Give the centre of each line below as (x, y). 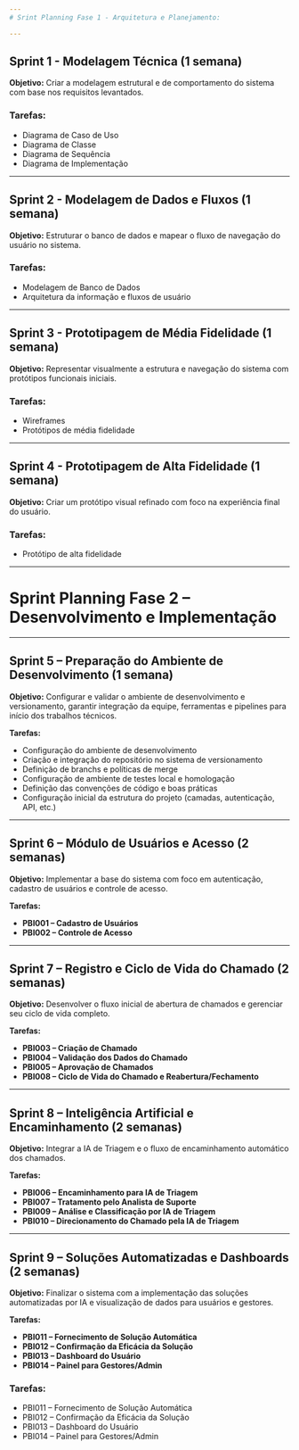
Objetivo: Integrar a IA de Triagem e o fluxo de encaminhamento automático (149, 1148)
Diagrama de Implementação (75, 163)
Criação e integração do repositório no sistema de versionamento (142, 759)
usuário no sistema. (45, 244)
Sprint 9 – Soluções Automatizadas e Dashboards (149, 1258)
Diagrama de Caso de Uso (70, 135)
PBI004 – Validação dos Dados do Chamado (105, 1057)
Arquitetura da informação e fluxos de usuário (106, 296)
